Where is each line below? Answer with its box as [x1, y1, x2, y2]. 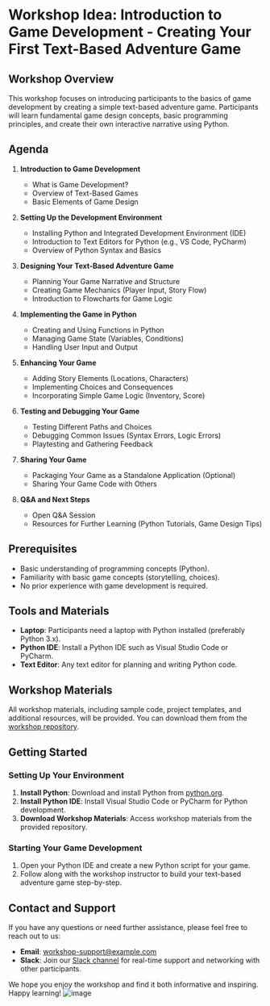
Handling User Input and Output [31, 342, 139, 352]
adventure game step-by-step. [19, 878, 123, 887]
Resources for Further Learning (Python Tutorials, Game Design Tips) [31, 518, 263, 528]
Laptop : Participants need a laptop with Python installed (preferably [19, 626, 246, 635]
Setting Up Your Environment [8, 769, 125, 781]
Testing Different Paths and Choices [31, 421, 152, 431]
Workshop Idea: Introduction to [8, 6, 222, 24]
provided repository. [19, 822, 88, 832]
